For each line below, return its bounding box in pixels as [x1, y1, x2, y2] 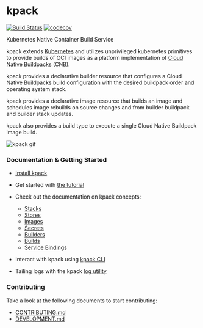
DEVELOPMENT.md [15, 315, 65, 323]
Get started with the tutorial [15, 181, 84, 189]
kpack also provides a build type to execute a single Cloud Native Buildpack [6, 122, 197, 129]
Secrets [24, 224, 44, 232]
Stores [24, 211, 41, 219]
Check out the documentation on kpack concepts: [15, 193, 141, 200]
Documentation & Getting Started [6, 155, 107, 164]
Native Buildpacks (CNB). [6, 60, 70, 68]
